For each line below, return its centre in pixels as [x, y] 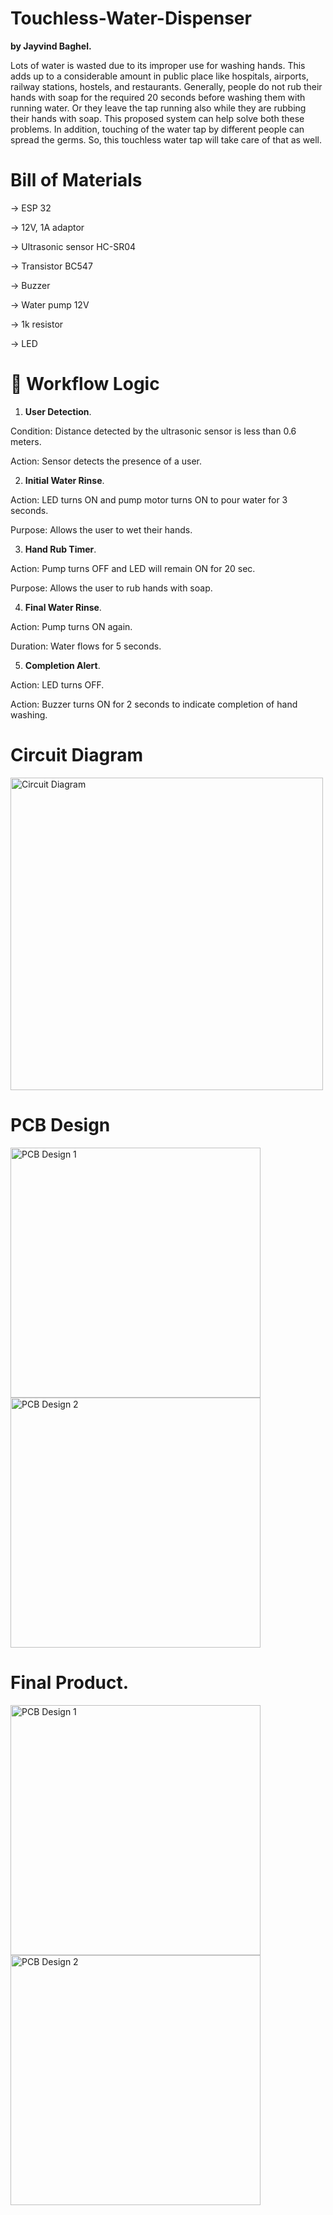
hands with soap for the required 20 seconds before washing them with [158, 97]
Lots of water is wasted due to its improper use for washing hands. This [158, 65]
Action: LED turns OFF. [57, 684]
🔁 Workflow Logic [85, 384]
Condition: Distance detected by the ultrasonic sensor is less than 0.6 [153, 431]
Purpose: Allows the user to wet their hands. [101, 529]
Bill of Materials [76, 180]
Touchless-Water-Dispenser [131, 18]
